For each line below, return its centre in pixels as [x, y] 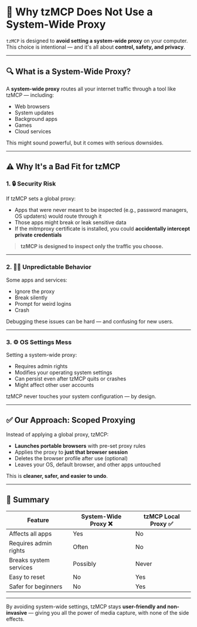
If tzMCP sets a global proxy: [41, 198]
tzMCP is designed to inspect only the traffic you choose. [92, 247]
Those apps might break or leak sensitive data [70, 223]
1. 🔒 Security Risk [31, 184]
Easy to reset [27, 577]
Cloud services [33, 131]
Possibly [85, 564]
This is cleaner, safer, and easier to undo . [57, 476]
